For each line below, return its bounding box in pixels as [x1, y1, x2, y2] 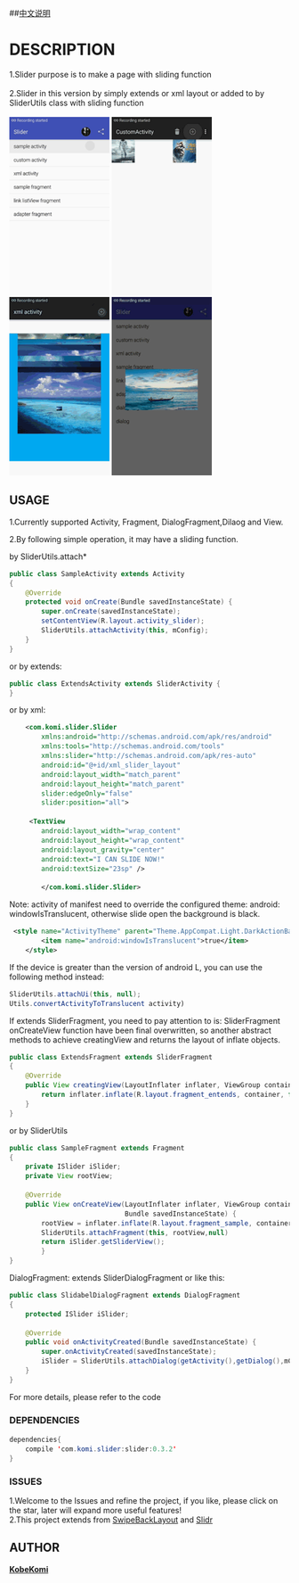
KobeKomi [9, 1563, 49, 1574]
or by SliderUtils [9, 1125, 69, 1135]
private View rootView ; [25, 1172, 114, 1181]
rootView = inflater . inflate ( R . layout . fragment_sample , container [41, 1218, 293, 1228]
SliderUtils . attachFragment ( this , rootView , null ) [41, 1228, 229, 1237]
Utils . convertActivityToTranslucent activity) [9, 999, 185, 1008]
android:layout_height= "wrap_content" [41, 836, 185, 845]
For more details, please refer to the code [9, 1391, 162, 1402]
